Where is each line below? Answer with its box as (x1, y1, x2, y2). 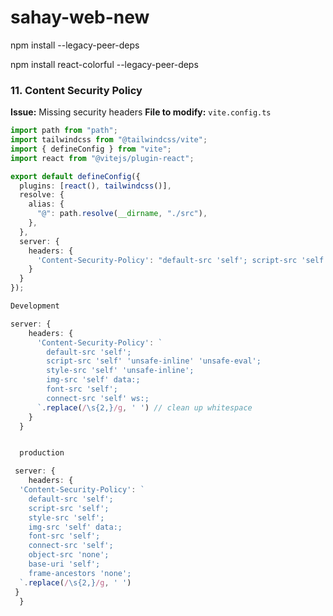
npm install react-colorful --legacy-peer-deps (10, 58, 199, 70)
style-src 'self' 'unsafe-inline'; (46, 366, 195, 376)
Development (10, 301, 60, 311)
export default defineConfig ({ (10, 171, 141, 181)
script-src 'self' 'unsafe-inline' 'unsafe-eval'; (46, 356, 262, 366)
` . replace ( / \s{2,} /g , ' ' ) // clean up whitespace (36, 402, 253, 413)
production (19, 448, 65, 458)
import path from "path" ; (10, 126, 118, 136)
